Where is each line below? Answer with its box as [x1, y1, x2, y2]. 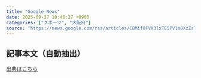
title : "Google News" [6, 8, 60, 15]
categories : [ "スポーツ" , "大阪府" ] [6, 19, 92, 25]
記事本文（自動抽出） [6, 48, 85, 58]
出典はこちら [6, 66, 38, 73]
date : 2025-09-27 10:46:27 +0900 [6, 14, 90, 20]
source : [6, 25, 26, 31]
